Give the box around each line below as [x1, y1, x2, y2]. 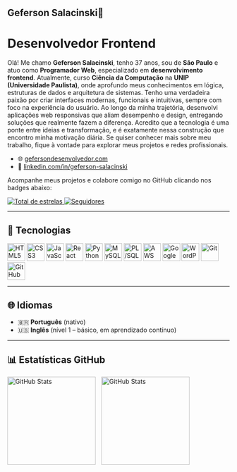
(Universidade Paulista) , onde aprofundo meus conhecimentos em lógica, [7, 81, 224, 89]
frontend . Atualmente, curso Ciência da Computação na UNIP [7, 73, 189, 82]
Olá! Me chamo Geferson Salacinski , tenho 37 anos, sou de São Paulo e [7, 58, 219, 67]
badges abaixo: [7, 184, 52, 192]
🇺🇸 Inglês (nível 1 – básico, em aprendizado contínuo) [17, 325, 177, 334]
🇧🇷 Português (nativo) [17, 318, 86, 326]
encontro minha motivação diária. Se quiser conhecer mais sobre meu [7, 133, 212, 142]
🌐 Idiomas [7, 299, 53, 311]
